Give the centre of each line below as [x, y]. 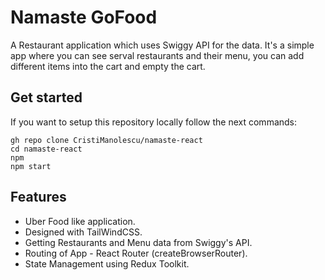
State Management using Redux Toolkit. [107, 263]
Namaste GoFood [84, 17]
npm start [31, 166]
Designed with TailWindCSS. [83, 232]
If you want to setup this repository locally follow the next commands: [154, 122]
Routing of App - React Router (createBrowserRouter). [136, 253]
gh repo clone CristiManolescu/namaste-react [106, 140]
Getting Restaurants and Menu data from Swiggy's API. [138, 242]
